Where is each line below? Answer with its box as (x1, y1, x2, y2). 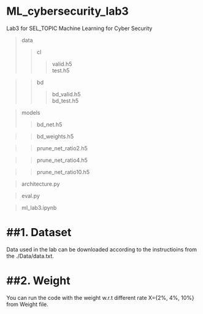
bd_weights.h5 (36, 132, 74, 140)
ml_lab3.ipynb (21, 204, 57, 211)
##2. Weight (6, 274, 71, 288)
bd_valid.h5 (52, 90, 81, 98)
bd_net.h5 (36, 121, 63, 128)
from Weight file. (6, 301, 48, 308)
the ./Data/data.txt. (6, 252, 54, 259)
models (21, 109, 40, 116)
